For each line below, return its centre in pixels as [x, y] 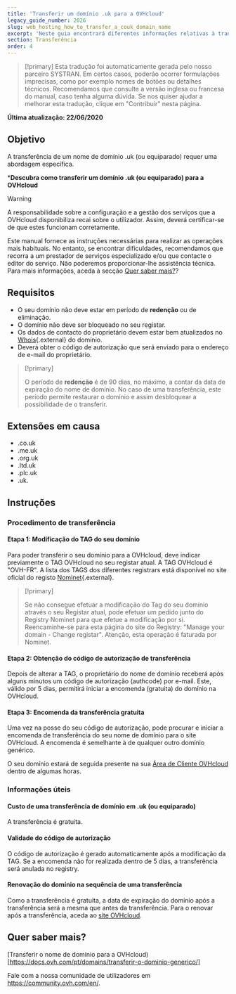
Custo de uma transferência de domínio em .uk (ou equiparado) [101, 806]
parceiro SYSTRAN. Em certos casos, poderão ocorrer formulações [122, 74]
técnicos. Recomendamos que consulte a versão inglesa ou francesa [124, 89]
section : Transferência [42, 40]
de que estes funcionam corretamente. [64, 227]
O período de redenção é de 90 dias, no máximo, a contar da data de [125, 382]
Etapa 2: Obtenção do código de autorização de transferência [99, 658]
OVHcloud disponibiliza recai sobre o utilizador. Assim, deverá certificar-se [116, 219]
